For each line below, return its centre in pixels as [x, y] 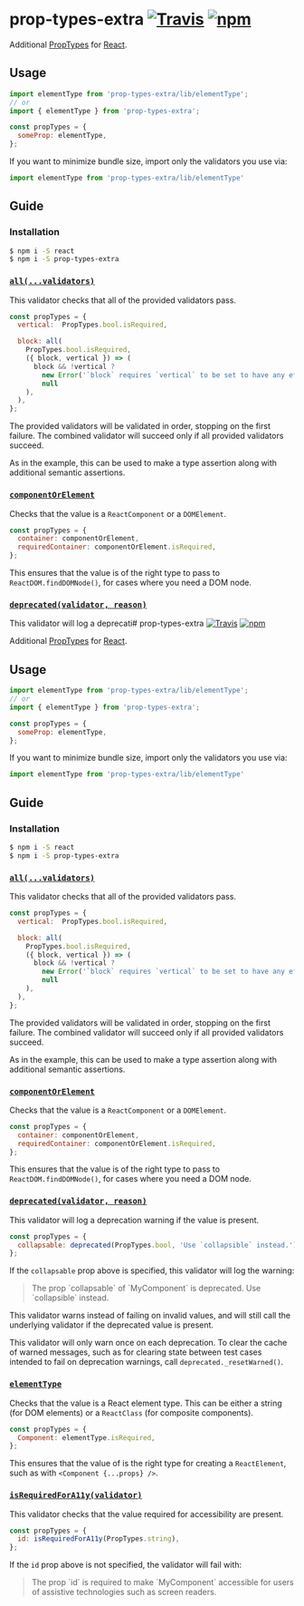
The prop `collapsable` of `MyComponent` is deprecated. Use [146, 1289]
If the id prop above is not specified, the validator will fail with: [126, 1565]
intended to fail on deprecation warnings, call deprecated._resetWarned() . [147, 1362]
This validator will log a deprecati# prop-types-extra [107, 623]
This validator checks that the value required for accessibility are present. [147, 1514]
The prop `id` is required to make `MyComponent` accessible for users [162, 1582]
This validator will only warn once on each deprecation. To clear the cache [148, 1343]
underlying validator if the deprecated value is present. [112, 1325]
